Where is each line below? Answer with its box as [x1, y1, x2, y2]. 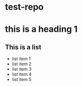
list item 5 [12, 77, 31, 83]
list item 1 [12, 56, 31, 62]
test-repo [5, 1, 44, 13]
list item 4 [12, 71, 32, 77]
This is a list [5, 43, 41, 51]
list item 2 [12, 61, 32, 67]
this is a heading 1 [5, 24, 78, 35]
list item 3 [12, 66, 32, 72]
